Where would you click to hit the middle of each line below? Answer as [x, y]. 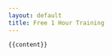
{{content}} [28, 44]
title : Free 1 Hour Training [56, 23]
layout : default [35, 15]
